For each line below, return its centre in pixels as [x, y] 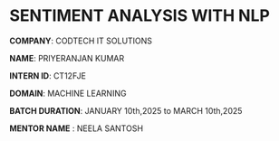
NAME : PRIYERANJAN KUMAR [67, 58]
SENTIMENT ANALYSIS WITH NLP [139, 16]
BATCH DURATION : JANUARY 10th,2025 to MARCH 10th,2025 [126, 110]
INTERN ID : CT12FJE [48, 75]
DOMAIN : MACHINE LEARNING [68, 93]
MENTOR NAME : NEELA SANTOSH [76, 128]
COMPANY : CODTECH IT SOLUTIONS [81, 41]
